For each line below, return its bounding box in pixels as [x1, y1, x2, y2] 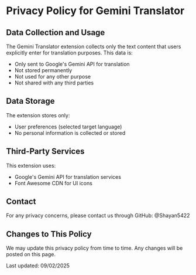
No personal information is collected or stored [14, 129, 126, 136]
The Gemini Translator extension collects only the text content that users [6, 43, 181, 50]
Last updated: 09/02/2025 [6, 262, 70, 269]
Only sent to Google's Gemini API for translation [14, 60, 130, 67]
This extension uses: [6, 162, 56, 169]
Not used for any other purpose [14, 73, 91, 80]
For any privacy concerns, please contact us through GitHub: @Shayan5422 [6, 212, 190, 219]
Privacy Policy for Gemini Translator [6, 4, 185, 18]
